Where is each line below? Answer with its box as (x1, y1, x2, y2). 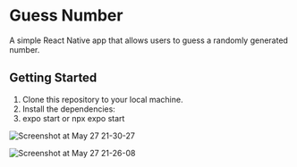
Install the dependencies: (21, 104, 116, 114)
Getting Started (9, 71, 98, 86)
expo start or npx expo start (21, 113, 125, 123)
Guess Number (9, 5, 123, 26)
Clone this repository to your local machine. (21, 94, 183, 104)
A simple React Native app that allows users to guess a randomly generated (9, 35, 289, 46)
